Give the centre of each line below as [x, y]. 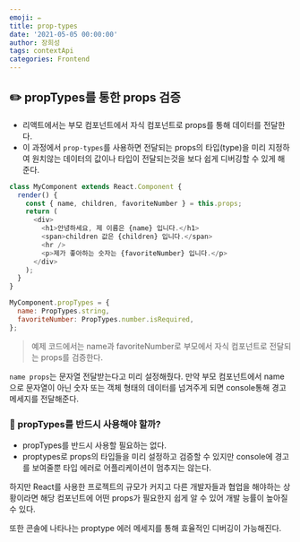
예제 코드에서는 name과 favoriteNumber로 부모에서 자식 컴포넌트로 [149, 346]
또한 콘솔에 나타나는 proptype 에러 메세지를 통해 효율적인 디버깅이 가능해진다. [146, 528]
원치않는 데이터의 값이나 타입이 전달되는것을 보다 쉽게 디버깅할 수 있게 [154, 159]
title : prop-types [43, 26]
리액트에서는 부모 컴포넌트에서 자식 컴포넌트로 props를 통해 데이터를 [141, 125]
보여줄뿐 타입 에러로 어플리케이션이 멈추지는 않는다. [122, 468]
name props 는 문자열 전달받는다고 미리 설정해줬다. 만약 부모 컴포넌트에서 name [147, 376]
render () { [38, 195]
